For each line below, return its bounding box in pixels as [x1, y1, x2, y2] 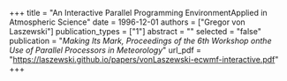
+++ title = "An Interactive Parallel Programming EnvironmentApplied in [9, 8, 268, 18]
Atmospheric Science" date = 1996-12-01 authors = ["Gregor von [9, 17, 245, 27]
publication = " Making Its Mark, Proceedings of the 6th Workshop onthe [9, 35, 272, 46]
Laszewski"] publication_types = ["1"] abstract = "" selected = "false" [9, 26, 262, 36]
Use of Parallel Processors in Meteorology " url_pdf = [9, 45, 201, 55]
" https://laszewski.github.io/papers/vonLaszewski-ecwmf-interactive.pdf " [9, 55, 279, 64]
